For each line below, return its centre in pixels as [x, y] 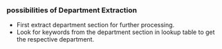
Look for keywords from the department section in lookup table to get [115, 32]
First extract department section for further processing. [95, 25]
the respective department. [55, 39]
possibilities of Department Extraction [72, 10]
